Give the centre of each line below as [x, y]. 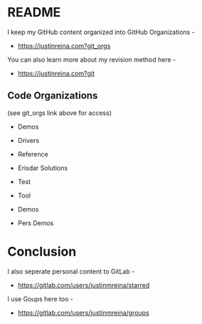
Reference [33, 154]
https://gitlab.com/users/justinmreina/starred [84, 285]
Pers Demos [36, 223]
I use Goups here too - [40, 298]
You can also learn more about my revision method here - [92, 59]
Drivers [28, 140]
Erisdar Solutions [43, 168]
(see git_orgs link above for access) [60, 113]
